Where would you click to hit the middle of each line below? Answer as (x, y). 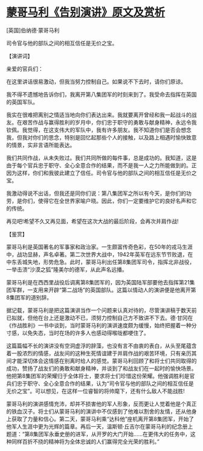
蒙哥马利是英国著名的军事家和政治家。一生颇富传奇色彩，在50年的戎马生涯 (100, 247)
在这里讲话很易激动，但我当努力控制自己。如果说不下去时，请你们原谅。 (96, 82)
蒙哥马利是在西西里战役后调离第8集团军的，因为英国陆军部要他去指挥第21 (98, 282)
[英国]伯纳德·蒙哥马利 (33, 30)
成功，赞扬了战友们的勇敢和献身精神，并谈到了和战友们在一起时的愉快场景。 (101, 368)
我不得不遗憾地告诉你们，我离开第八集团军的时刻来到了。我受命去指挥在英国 (101, 94)
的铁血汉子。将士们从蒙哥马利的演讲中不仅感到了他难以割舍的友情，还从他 (99, 411)
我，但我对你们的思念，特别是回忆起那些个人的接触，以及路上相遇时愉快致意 (101, 137)
